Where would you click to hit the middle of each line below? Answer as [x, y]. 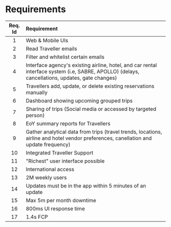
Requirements [36, 9]
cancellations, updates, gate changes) [71, 78]
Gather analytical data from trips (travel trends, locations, [94, 132]
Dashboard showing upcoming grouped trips [79, 101]
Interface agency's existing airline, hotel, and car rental [91, 65]
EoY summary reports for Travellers [68, 123]
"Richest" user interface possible [65, 161]
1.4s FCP [37, 217]
